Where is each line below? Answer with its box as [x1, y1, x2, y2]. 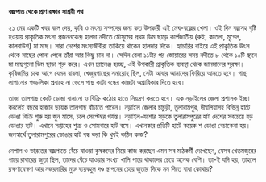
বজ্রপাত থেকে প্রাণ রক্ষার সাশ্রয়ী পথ [8, 7, 84, 16]
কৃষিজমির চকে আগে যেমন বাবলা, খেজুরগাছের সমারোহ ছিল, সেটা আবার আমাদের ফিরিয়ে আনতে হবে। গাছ [8, 68, 247, 77]
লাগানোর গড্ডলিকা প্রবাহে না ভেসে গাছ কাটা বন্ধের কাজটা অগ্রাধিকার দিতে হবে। [8, 77, 186, 87]
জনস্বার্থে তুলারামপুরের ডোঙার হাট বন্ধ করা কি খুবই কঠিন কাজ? [8, 130, 148, 139]
